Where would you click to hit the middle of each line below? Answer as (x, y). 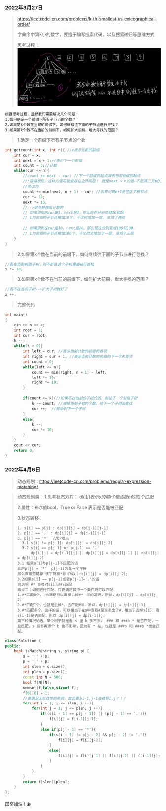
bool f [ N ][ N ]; (37, 682)
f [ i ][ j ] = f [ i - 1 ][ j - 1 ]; (74, 719)
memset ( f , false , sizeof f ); (51, 688)
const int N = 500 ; (43, 677)
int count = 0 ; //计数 (36, 165)
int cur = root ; (31, 335)
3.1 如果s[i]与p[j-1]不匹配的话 (47, 563)
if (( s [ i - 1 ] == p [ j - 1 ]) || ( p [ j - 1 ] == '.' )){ (94, 714)
